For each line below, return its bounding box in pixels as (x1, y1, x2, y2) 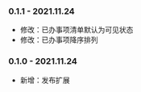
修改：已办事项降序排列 (19, 35, 98, 45)
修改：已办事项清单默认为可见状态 (19, 25, 134, 35)
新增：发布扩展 (19, 75, 70, 85)
